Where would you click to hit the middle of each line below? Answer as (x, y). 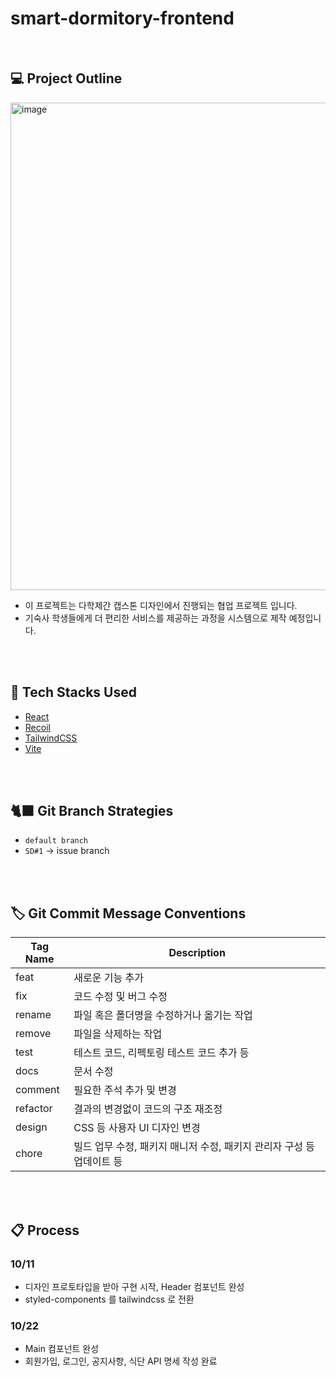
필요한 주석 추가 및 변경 (125, 1090)
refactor (34, 1109)
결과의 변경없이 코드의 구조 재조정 (148, 1109)
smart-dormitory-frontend (122, 18)
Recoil (37, 727)
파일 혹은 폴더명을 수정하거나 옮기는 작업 (163, 1015)
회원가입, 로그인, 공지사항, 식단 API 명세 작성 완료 (121, 1361)
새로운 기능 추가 (108, 978)
